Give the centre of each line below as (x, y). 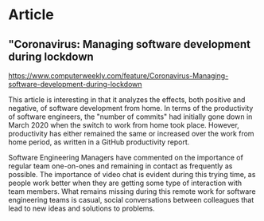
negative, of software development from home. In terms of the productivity (131, 108)
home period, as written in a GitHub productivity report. (99, 142)
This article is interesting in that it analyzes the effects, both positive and (127, 100)
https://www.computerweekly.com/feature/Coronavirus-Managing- (118, 76)
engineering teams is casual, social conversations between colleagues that (131, 200)
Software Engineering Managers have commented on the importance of (126, 158)
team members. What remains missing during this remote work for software (132, 191)
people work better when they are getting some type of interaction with (125, 183)
